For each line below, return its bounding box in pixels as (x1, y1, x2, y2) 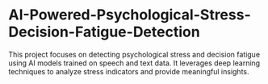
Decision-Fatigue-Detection (8, 23, 200, 41)
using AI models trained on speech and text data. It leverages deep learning (8, 58, 261, 68)
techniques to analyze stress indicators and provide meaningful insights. (8, 66, 249, 76)
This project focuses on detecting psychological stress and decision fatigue (8, 49, 261, 59)
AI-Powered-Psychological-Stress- (8, 6, 252, 24)
